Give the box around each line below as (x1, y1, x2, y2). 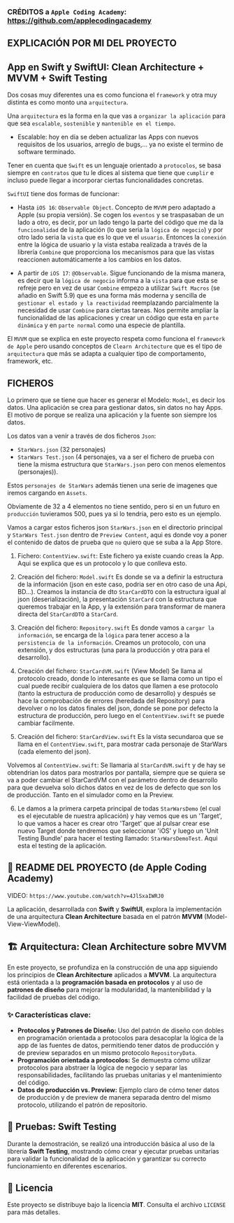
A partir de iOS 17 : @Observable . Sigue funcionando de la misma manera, (17, 269, 226, 277)
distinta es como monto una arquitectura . (7, 98, 129, 106)
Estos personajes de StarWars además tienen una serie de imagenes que (7, 481, 218, 490)
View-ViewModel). (7, 920, 61, 928)
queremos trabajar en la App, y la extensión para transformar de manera (17, 602, 226, 611)
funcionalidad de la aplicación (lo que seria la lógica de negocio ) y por (17, 226, 224, 234)
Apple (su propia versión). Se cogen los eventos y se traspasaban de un (17, 211, 224, 219)
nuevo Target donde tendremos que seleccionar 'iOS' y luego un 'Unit (17, 827, 219, 835)
